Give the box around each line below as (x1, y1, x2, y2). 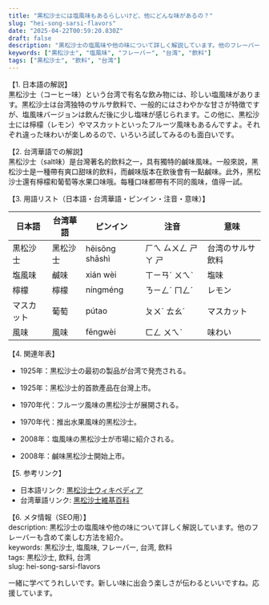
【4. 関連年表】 (8, 348, 59, 358)
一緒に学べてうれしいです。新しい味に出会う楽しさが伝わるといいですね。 (8, 578, 253, 587)
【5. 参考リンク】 (8, 468, 66, 477)
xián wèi (85, 269, 117, 280)
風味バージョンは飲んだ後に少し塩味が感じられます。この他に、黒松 (29, 109, 253, 119)
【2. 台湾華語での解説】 (8, 146, 87, 156)
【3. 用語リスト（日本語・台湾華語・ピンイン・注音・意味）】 (8, 193, 210, 203)
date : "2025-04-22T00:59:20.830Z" (8, 26, 124, 35)
